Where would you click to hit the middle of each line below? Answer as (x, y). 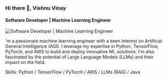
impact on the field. (26, 62)
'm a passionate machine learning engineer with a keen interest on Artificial (84, 41)
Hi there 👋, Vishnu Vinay (36, 8)
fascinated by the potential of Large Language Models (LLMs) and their (79, 57)
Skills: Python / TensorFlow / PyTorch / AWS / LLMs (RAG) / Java (73, 72)
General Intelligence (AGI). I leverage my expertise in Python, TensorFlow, (82, 46)
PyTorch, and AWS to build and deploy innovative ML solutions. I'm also (80, 52)
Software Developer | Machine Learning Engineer (58, 20)
